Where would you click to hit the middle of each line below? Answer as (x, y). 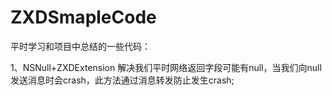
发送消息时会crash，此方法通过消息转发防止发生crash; (122, 80)
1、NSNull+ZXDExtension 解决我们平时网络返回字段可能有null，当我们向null (166, 67)
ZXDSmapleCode (83, 17)
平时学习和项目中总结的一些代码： (80, 46)
